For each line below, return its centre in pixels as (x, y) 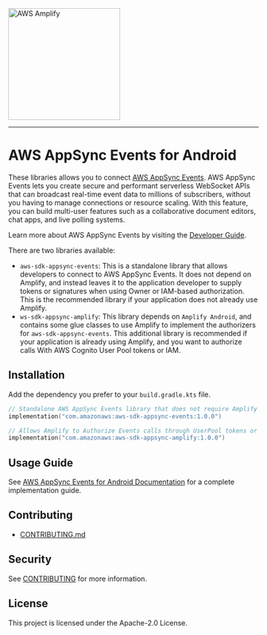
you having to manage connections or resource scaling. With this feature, (128, 203)
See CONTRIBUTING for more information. (78, 579)
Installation (37, 376)
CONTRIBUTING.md (52, 534)
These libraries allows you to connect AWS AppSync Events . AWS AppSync (132, 177)
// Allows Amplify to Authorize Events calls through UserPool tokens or (133, 431)
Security (30, 559)
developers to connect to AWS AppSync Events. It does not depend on (135, 274)
